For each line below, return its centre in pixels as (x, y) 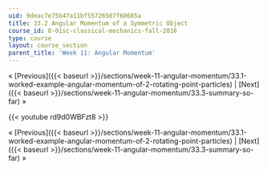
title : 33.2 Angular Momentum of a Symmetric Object (98, 23)
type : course (30, 38)
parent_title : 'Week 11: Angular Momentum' (82, 53)
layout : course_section (48, 46)
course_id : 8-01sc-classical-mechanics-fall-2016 (93, 30)
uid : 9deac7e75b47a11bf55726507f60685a (75, 16)
